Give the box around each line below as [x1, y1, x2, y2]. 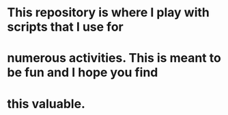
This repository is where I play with [7, 5, 210, 20]
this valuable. [7, 96, 85, 112]
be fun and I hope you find [7, 65, 158, 80]
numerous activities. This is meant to [7, 50, 222, 66]
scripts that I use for [7, 19, 124, 35]
